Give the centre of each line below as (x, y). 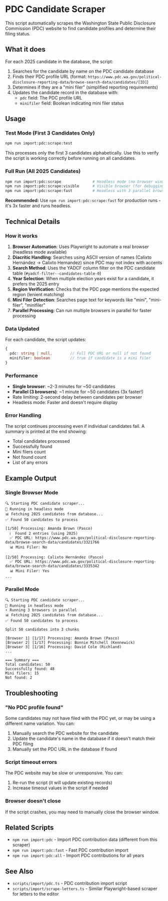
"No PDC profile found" (34, 707)
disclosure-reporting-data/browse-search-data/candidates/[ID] (80, 82)
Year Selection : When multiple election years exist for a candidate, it (83, 278)
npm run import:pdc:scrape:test (39, 144)
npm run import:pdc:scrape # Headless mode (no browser (79, 182)
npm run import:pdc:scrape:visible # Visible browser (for (73, 186)
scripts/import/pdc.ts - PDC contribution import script (70, 883)
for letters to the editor (35, 894)
